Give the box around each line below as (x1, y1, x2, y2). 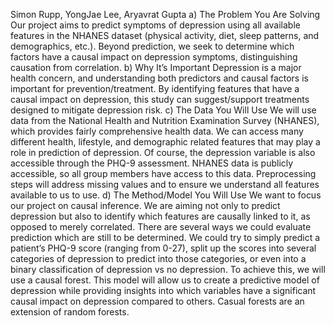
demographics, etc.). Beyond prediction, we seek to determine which (10, 40, 295, 52)
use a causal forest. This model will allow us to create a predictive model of (10, 274, 320, 286)
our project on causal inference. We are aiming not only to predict (10, 200, 281, 211)
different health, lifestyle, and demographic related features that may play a (10, 136, 321, 148)
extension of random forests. (10, 306, 130, 318)
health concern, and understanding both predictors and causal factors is (10, 72, 309, 84)
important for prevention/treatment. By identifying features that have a (10, 83, 300, 94)
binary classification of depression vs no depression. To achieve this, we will (10, 264, 326, 275)
